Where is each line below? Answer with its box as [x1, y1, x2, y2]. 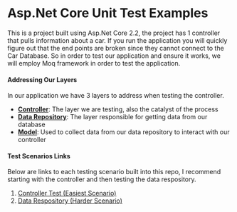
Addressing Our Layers [7, 75, 78, 84]
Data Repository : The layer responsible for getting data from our [17, 113, 208, 121]
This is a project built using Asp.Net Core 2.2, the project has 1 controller [7, 29, 221, 37]
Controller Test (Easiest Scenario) [17, 189, 117, 198]
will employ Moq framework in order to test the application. [7, 59, 181, 67]
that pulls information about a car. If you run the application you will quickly [7, 36, 228, 44]
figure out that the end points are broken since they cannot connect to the [7, 44, 224, 52]
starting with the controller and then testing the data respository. [7, 175, 197, 183]
